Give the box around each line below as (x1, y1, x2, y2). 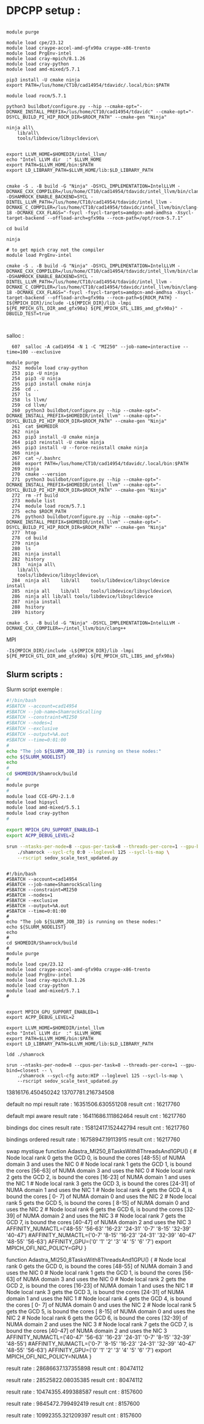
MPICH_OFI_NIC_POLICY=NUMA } (6, 1353, 92, 1360)
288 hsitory (12, 604, 45, 610)
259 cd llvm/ (12, 402, 47, 408)
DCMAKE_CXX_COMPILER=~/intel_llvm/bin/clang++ (6, 625, 126, 632)
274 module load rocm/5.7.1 (12, 503, 86, 509)
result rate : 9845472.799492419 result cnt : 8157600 (6, 1400, 140, 1408)
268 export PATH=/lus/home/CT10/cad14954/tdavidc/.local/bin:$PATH (12, 460, 189, 466)
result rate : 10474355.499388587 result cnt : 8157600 (6, 1388, 143, 1395)
